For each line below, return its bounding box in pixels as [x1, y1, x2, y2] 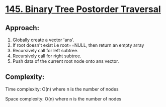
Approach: [5, 24, 39, 32]
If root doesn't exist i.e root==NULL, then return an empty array [12, 42, 144, 48]
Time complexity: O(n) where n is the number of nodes [5, 86, 119, 92]
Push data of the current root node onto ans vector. [12, 58, 119, 64]
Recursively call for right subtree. [12, 53, 81, 59]
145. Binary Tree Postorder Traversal [5, 4, 161, 15]
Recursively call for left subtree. [12, 48, 79, 53]
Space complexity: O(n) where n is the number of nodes [5, 95, 122, 101]
